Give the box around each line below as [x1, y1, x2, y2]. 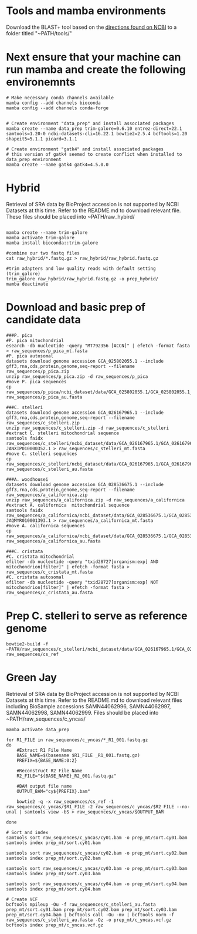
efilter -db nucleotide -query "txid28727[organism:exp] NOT [6, 579, 159, 585]
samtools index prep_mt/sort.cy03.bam [6, 871, 101, 876]
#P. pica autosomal [6, 353, 54, 359]
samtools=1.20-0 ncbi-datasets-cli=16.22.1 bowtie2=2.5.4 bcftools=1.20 [6, 130, 188, 136]
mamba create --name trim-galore [6, 229, 88, 236]
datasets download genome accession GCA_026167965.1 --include [6, 410, 164, 416]
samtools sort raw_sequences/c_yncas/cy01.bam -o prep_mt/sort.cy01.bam [6, 835, 188, 841]
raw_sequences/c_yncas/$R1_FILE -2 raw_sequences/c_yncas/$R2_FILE [6, 804, 175, 809]
